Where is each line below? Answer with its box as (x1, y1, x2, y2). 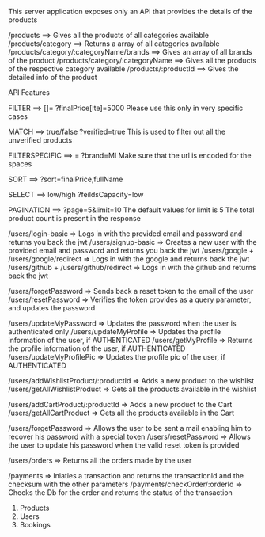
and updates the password (8, 303, 96, 312)
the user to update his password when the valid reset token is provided (8, 440, 240, 450)
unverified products (8, 135, 73, 145)
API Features (8, 88, 50, 97)
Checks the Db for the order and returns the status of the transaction (8, 488, 233, 497)
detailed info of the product (8, 73, 97, 82)
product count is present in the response (8, 214, 141, 223)
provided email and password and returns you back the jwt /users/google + (8, 246, 255, 255)
